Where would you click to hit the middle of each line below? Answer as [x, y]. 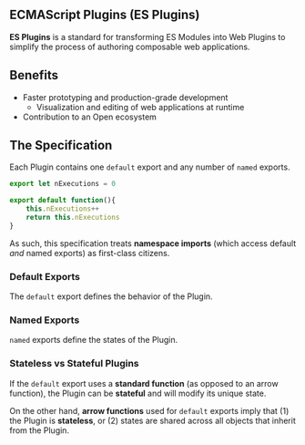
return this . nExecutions [73, 218]
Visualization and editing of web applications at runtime [140, 107]
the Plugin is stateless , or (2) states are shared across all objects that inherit [152, 420]
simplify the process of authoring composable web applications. [130, 47]
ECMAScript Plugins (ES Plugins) [105, 15]
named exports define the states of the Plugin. [94, 340]
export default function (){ [63, 201]
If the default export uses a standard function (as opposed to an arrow [144, 383]
